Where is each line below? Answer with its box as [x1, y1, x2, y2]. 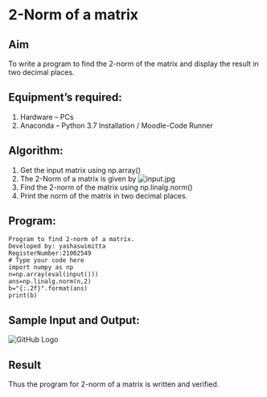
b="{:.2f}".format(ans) [8, 284, 88, 293]
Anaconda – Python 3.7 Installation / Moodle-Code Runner [19, 121, 213, 130]
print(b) [8, 292, 38, 300]
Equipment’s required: [8, 91, 122, 104]
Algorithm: [8, 144, 64, 158]
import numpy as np [8, 264, 74, 272]
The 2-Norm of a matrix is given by [19, 174, 137, 183]
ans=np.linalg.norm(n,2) [8, 277, 92, 286]
